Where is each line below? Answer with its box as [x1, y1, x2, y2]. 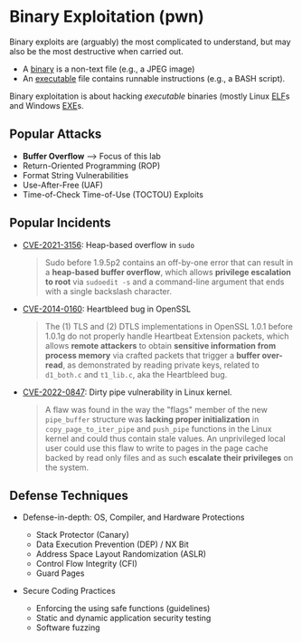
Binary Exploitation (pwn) [9, 6, 205, 27]
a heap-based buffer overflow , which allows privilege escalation [44, 266, 292, 277]
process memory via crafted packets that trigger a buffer [44, 350, 260, 360]
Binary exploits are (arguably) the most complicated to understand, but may [9, 36, 291, 47]
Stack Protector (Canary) [35, 530, 129, 541]
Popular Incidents [9, 216, 111, 231]
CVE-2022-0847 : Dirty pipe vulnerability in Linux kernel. [22, 387, 232, 398]
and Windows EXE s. [9, 100, 84, 110]
